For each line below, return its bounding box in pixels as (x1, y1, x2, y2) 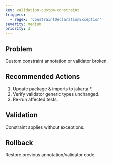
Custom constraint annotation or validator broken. (5, 58, 108, 64)
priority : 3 (5, 26, 30, 31)
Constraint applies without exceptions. (5, 124, 85, 130)
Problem (5, 45, 33, 53)
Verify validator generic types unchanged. (12, 91, 100, 97)
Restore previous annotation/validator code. (5, 152, 96, 158)
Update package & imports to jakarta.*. (12, 86, 93, 92)
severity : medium (5, 21, 42, 27)
